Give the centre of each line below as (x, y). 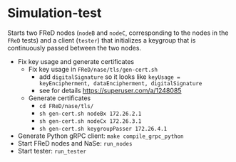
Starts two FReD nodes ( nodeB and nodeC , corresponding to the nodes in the (118, 33)
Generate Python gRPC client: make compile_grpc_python (101, 136)
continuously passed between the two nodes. (74, 48)
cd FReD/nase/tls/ (66, 106)
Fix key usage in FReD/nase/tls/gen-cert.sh (93, 69)
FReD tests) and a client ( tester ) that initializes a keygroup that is (102, 40)
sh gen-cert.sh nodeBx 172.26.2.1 (90, 114)
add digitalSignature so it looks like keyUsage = (109, 77)
